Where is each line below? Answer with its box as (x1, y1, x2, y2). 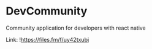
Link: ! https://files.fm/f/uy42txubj (6, 36, 89, 43)
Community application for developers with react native (6, 24, 146, 31)
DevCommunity (6, 4, 88, 18)
